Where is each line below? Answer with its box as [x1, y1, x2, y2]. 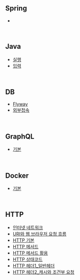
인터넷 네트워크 [12, 224, 43, 231]
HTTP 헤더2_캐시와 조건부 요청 [12, 269, 75, 275]
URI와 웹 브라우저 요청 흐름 [12, 231, 67, 237]
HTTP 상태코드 [12, 256, 43, 262]
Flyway [12, 101, 28, 107]
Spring [5, 4, 27, 13]
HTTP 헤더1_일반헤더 [12, 262, 55, 269]
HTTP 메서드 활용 [12, 249, 48, 256]
